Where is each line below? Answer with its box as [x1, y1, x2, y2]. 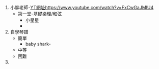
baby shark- [25, 41, 51, 47]
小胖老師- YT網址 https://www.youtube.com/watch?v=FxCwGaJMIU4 [10, 5, 154, 10]
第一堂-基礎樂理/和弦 [17, 11, 62, 17]
